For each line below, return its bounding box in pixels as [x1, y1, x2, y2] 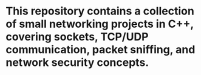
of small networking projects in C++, [5, 17, 194, 31]
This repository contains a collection [5, 4, 195, 18]
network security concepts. [5, 56, 149, 70]
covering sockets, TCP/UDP [5, 30, 149, 44]
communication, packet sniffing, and [5, 43, 196, 57]
